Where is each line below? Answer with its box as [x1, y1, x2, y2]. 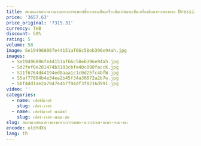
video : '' [6, 86, 31, 92]
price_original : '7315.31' [6, 20, 74, 26]
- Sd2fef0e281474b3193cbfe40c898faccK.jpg [11, 64, 119, 70]
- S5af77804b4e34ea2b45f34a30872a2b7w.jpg [11, 75, 119, 81]
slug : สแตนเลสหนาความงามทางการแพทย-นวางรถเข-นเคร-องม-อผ [6, 120, 128, 126]
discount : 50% [6, 31, 42, 37]
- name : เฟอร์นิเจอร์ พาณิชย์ [11, 108, 67, 114]
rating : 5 [6, 36, 31, 42]
